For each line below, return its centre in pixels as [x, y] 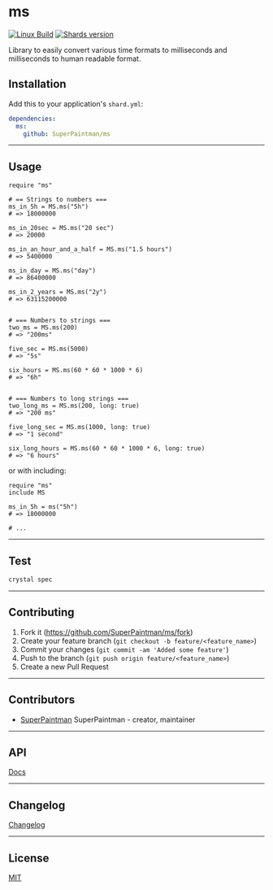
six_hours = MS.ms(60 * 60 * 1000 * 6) [76, 371]
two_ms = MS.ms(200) [43, 328]
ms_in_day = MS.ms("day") [52, 271]
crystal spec [30, 580]
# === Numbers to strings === [60, 321]
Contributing [41, 612]
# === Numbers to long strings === [69, 399]
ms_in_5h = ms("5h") [43, 507]
